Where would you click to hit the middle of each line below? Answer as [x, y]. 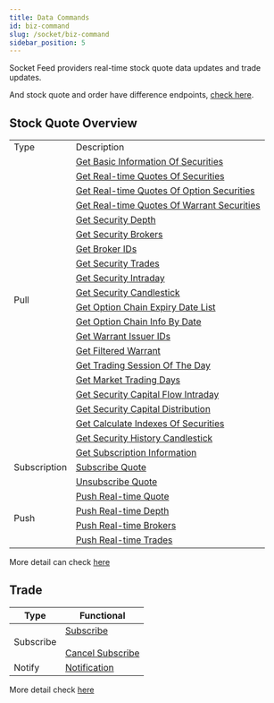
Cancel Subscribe [103, 653]
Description [100, 147]
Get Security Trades [118, 263]
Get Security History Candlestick [144, 438]
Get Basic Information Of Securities [149, 162]
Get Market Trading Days [128, 380]
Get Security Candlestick [128, 293]
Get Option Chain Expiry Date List [145, 307]
